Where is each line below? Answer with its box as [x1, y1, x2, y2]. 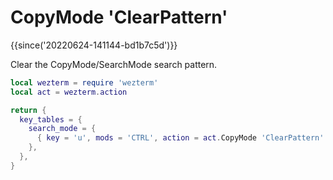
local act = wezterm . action [10, 87, 128, 97]
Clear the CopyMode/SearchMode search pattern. [10, 58, 218, 70]
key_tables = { [19, 114, 83, 125]
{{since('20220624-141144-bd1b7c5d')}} [10, 39, 178, 51]
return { [10, 105, 47, 115]
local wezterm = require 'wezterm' [10, 77, 159, 88]
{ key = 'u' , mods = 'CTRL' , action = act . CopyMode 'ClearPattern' [36, 133, 325, 143]
